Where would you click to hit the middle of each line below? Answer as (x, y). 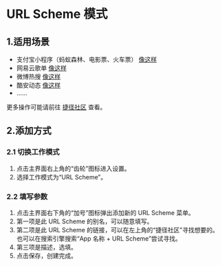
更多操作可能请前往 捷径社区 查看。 (56, 107)
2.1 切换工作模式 (33, 152)
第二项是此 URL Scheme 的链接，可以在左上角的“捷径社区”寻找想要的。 (118, 230)
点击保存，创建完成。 (46, 256)
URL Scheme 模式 (57, 14)
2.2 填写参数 (27, 197)
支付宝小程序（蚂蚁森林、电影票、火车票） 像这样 (87, 59)
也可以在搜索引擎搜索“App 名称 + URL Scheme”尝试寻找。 (99, 239)
